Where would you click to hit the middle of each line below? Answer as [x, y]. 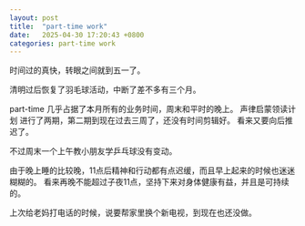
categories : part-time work [63, 43]
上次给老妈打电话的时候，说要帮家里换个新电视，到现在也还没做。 [133, 213]
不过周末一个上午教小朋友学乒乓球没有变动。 [93, 151]
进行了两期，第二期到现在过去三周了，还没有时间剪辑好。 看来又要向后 [152, 120]
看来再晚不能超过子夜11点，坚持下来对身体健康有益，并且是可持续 [166, 182]
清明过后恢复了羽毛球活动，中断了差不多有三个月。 [105, 90]
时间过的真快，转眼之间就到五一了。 [77, 70]
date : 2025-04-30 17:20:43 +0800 [77, 35]
